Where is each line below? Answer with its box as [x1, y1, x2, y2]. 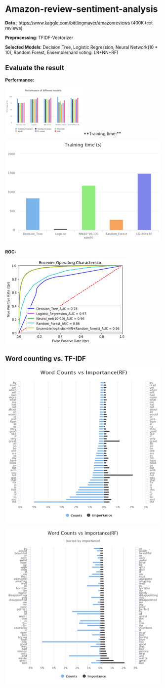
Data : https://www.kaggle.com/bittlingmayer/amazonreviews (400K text [5, 20, 153, 26]
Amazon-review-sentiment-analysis [5, 3, 158, 15]
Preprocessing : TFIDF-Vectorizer [5, 35, 73, 40]
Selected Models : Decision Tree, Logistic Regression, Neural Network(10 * [5, 44, 158, 50]
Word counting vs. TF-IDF [5, 354, 86, 363]
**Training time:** [83, 130, 122, 136]
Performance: [5, 77, 35, 82]
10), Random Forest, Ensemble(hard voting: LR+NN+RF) [5, 49, 119, 55]
